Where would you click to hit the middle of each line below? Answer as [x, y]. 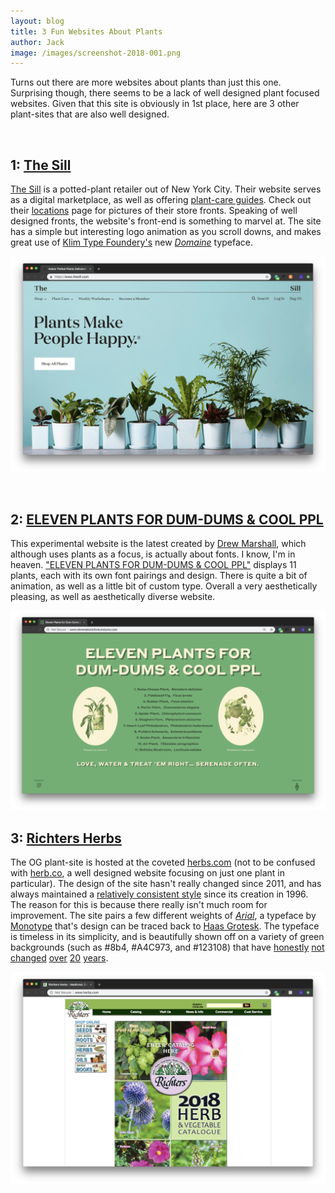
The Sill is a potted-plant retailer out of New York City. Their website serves [166, 189]
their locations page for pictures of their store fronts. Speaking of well [154, 211]
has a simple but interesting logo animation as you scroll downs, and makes [166, 232]
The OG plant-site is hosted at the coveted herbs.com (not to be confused [163, 862]
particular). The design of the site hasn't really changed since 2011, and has [166, 884]
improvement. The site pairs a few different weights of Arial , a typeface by [163, 916]
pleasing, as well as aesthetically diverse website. [113, 597]
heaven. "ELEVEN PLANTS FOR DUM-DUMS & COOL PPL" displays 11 [153, 565]
